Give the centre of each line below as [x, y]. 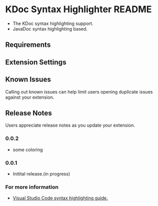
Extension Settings [36, 62]
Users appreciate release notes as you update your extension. [70, 125]
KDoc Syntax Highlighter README [79, 9]
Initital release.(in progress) [41, 173]
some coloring [28, 150]
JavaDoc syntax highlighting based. [50, 28]
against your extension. [30, 97]
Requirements [28, 45]
